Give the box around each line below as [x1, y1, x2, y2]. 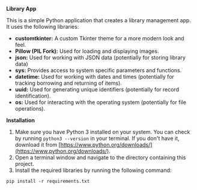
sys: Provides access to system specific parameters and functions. [14, 67, 182, 74]
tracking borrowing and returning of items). [14, 79, 122, 87]
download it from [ [14, 141, 61, 148]
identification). [14, 93, 51, 99]
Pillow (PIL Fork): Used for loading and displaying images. [14, 47, 159, 55]
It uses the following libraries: [6, 23, 79, 30]
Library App [6, 5, 37, 12]
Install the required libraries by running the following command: [14, 167, 172, 174]
